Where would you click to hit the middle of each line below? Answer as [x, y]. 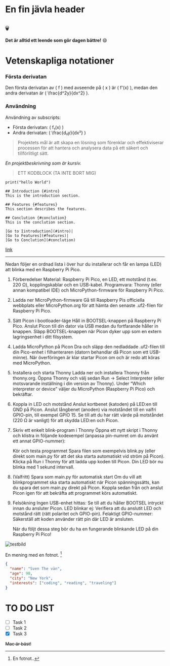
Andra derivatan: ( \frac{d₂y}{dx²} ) [49, 133]
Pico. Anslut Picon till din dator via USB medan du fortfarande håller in [85, 326]
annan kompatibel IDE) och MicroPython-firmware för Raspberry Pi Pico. [88, 290]
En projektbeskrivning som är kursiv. [44, 163]
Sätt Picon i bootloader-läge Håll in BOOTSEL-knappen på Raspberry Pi [87, 321]
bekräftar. [23, 394]
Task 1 [19, 622]
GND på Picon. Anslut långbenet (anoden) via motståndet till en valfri [84, 409]
